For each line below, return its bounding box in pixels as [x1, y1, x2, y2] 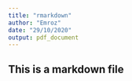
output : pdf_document [8, 33, 79, 42]
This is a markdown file [8, 62, 124, 75]
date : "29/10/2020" [8, 26, 72, 34]
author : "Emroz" [8, 19, 61, 27]
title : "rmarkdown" [8, 11, 72, 20]
